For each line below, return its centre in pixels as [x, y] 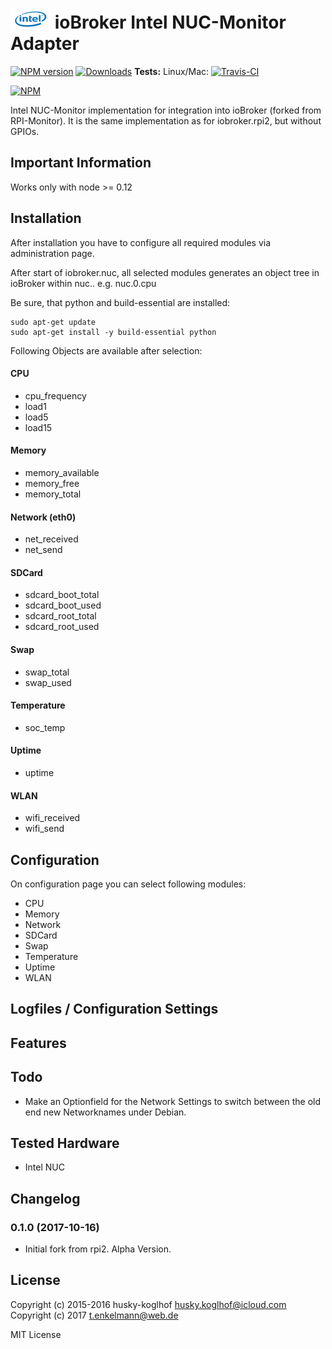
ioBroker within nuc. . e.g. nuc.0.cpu [83, 283]
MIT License [36, 1334]
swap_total [47, 672]
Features [38, 1043]
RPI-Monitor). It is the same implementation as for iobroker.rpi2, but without [166, 120]
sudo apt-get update [53, 322]
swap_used [48, 682]
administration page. [52, 253]
